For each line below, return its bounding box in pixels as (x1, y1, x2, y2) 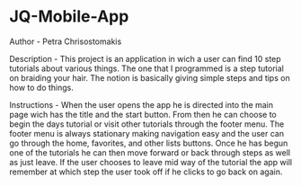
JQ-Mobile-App (9, 6, 129, 27)
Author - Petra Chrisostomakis (9, 36, 122, 47)
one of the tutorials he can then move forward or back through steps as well (9, 146, 291, 158)
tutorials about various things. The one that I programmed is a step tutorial (9, 63, 285, 74)
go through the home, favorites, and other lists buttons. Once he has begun (9, 137, 288, 148)
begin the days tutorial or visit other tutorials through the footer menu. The (9, 119, 285, 129)
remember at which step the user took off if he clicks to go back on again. (9, 166, 283, 177)
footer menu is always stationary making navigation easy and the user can (9, 128, 285, 138)
